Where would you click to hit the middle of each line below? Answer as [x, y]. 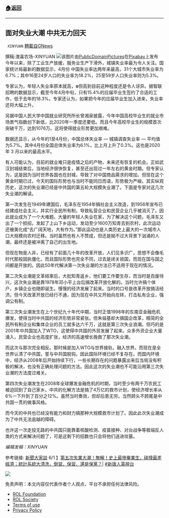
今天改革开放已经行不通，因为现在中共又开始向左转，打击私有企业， [89, 295]
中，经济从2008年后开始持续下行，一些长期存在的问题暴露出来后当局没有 [81, 360]
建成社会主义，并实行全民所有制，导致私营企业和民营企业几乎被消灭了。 [84, 211]
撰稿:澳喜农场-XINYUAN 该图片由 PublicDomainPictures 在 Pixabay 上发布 [82, 57]
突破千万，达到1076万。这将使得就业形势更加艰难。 [59, 128]
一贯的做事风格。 [31, 402]
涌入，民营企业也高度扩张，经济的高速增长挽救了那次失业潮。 [69, 337]
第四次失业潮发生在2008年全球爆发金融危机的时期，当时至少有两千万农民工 [83, 384]
